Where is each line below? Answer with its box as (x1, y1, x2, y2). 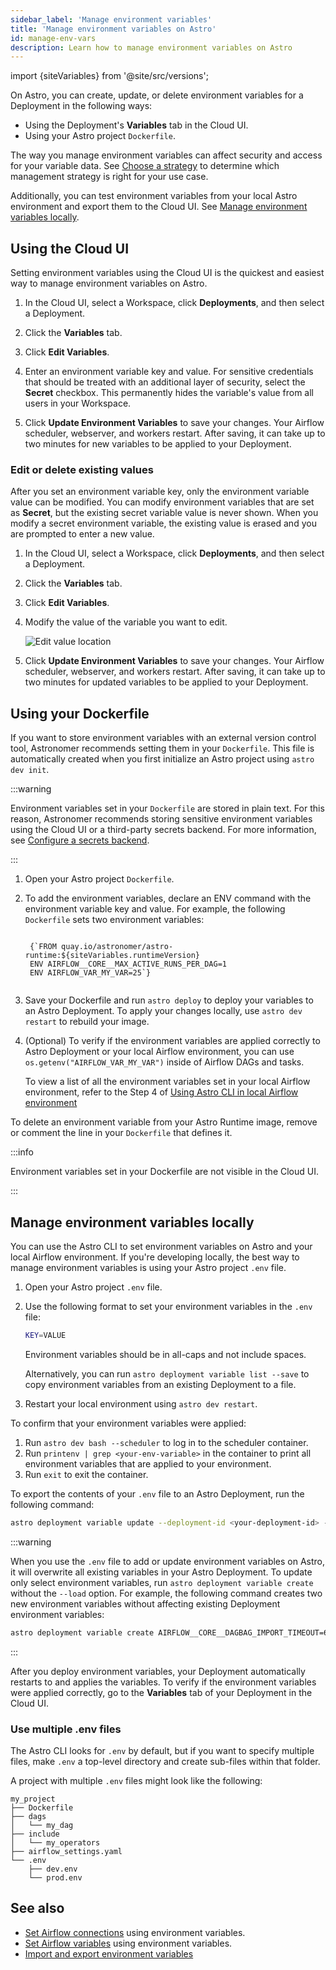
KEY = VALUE (24, 1330, 67, 1340)
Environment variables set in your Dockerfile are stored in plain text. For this (10, 802, 325, 815)
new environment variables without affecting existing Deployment (10, 1597, 281, 1610)
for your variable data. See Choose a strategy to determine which (10, 160, 280, 172)
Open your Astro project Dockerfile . (24, 873, 175, 885)
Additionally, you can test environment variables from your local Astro (10, 190, 298, 202)
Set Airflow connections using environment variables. (24, 1926, 246, 1938)
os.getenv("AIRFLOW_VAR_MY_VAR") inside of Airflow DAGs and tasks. (24, 1056, 305, 1068)
